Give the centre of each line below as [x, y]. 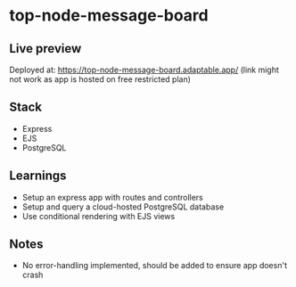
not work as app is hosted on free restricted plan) [100, 79]
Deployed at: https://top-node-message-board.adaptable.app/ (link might [144, 70]
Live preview [45, 49]
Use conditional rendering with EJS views [99, 216]
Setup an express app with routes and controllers [112, 197]
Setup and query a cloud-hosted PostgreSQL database [123, 207]
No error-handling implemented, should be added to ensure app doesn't [155, 266]
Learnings [38, 176]
